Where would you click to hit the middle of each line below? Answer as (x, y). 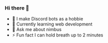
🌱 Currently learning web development (52, 24)
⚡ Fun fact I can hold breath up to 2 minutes (58, 35)
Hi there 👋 (17, 8)
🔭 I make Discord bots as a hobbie (48, 19)
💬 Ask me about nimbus (37, 29)
